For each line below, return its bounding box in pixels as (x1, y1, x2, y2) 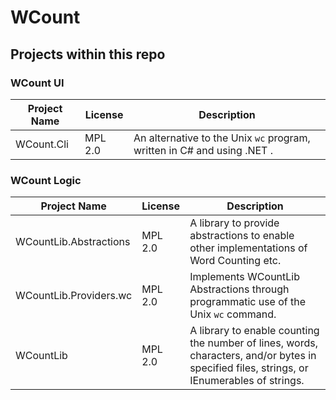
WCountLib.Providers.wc (15, 289, 133, 303)
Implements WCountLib (189, 270, 300, 284)
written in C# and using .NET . (133, 143, 274, 157)
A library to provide (189, 216, 280, 230)
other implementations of (189, 241, 308, 255)
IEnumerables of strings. (189, 374, 305, 388)
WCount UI (10, 76, 65, 90)
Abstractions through (189, 282, 290, 296)
